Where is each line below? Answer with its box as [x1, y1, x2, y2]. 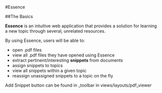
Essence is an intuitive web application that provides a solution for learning [5, 23, 157, 29]
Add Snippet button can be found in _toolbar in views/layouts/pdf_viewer [5, 82, 152, 88]
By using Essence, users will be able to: [5, 37, 85, 43]
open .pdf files [12, 47, 42, 53]
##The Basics [5, 14, 33, 19]
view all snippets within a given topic [12, 68, 87, 74]
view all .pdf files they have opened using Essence [12, 52, 115, 58]
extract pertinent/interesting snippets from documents [12, 57, 123, 63]
